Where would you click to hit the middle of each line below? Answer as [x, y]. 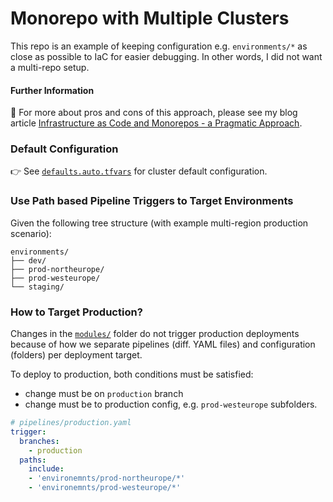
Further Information [52, 90]
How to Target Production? [76, 312]
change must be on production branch [104, 394]
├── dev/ [28, 260]
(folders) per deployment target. [76, 355]
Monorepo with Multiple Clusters [150, 18]
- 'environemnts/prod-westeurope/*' [105, 488]
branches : [39, 441]
